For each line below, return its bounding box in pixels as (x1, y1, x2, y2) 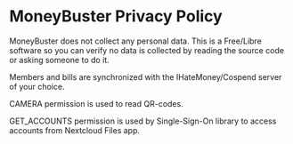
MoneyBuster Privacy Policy (9, 6, 223, 27)
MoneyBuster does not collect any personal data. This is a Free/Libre (9, 36, 263, 46)
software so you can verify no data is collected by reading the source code (9, 44, 285, 55)
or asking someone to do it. (9, 54, 110, 65)
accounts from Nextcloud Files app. (9, 124, 141, 135)
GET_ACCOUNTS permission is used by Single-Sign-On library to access (9, 116, 277, 126)
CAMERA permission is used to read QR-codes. (9, 98, 184, 108)
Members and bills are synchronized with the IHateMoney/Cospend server (9, 71, 282, 82)
